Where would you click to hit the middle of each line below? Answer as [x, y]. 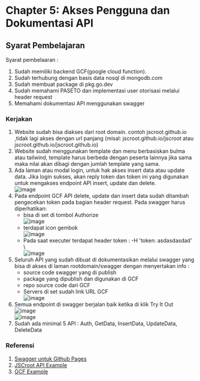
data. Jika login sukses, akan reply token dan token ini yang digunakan [101, 177]
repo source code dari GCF [57, 285]
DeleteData [28, 330]
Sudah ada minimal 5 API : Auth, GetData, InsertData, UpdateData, [96, 324]
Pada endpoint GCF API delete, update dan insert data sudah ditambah [101, 196]
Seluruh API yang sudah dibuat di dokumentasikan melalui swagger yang [104, 260]
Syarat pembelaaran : [32, 60]
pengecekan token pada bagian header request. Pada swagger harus [100, 203]
